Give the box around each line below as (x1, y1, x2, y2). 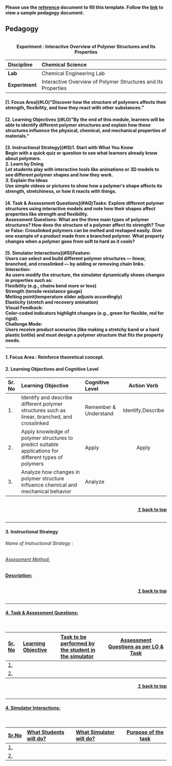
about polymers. (5, 155, 41, 162)
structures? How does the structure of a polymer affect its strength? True (5, 222, 165, 228)
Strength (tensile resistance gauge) (5, 288, 83, 294)
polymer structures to (21, 435, 73, 442)
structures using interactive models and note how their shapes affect (5, 205, 156, 211)
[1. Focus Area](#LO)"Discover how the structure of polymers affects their (5, 99, 166, 105)
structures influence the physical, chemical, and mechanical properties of (5, 127, 166, 133)
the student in (60, 646, 96, 653)
